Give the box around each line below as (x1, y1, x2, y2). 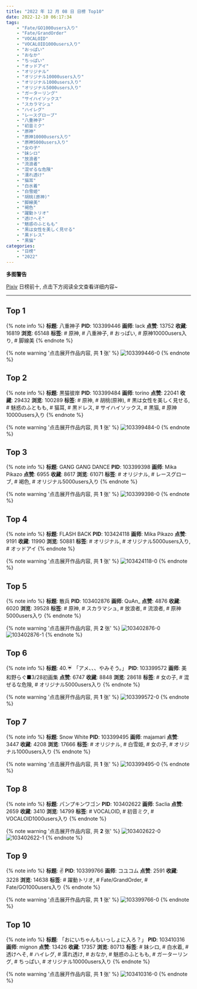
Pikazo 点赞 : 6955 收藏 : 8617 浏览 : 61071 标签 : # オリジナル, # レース (6, 471, 171, 478)
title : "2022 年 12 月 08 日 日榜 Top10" (6, 8, 104, 15)
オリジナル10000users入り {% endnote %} (46, 958, 151, 965)
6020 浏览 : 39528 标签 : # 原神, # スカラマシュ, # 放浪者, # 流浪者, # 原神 (6, 605, 182, 612)
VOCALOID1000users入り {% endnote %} (6, 815, 107, 822)
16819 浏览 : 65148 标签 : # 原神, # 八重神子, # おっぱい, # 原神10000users (6, 329, 182, 337)
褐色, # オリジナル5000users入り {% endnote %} (18, 478, 138, 485)
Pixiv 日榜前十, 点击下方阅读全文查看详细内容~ (6, 283, 118, 290)
